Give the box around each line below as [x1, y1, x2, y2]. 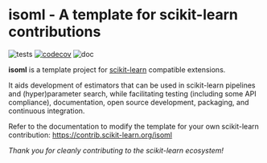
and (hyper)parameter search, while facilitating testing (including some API [8, 88, 257, 98]
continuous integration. [8, 106, 85, 116]
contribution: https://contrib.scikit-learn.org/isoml [8, 130, 173, 140]
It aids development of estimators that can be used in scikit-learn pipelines [8, 80, 256, 90]
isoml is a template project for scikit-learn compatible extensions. [8, 64, 226, 74]
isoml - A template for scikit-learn [8, 6, 239, 24]
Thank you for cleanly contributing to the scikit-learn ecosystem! [8, 145, 224, 155]
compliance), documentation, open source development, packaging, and [8, 97, 249, 107]
